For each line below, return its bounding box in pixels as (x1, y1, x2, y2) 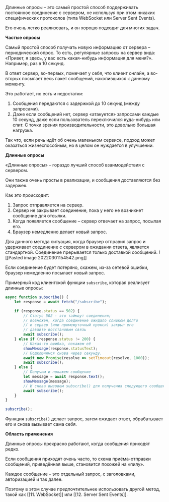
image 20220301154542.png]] (24, 255, 87, 260)
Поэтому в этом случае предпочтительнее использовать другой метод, (5, 486, 160, 492)
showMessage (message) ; (23, 378, 71, 384)
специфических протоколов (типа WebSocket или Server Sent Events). (5, 15, 156, 21)
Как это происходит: (5, 192, 49, 198)
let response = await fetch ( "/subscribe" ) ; (14, 299, 107, 304)
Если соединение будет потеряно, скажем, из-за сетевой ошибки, (5, 264, 148, 270)
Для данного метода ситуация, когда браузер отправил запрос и (5, 239, 146, 244)
